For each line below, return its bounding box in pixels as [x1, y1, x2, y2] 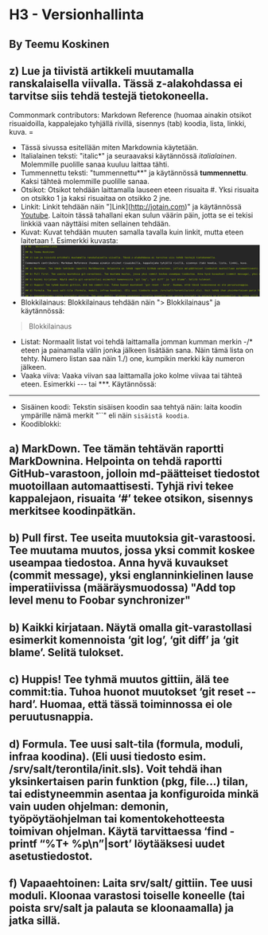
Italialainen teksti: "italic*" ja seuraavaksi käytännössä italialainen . [20, 151, 237, 161]
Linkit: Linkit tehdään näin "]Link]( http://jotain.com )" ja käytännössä [20, 202, 242, 212]
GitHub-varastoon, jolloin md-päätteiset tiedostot [9, 466, 260, 480]
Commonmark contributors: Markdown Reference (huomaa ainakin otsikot [9, 110, 252, 120]
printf [9, 837, 38, 851]
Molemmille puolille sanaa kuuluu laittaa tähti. [20, 159, 169, 169]
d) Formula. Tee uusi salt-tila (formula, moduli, [9, 737, 243, 751]
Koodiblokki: [20, 418, 62, 428]
